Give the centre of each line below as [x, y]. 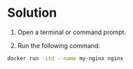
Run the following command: [58, 45]
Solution [32, 13]
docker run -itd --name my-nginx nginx [65, 58]
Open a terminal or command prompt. [72, 32]
